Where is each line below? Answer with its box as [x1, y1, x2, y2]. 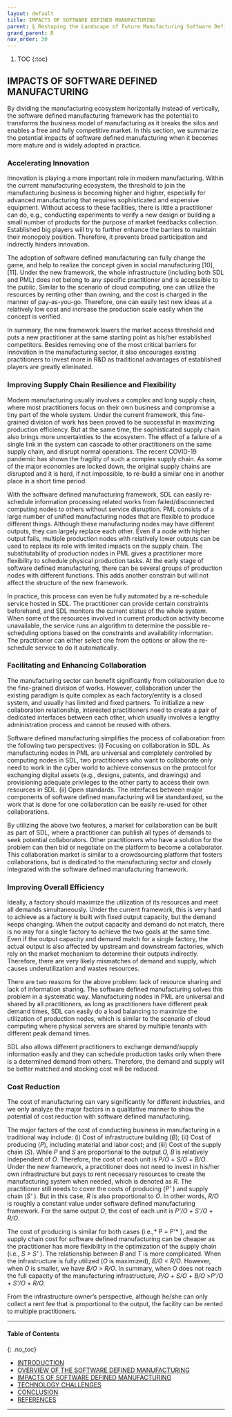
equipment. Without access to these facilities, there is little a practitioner [7, 204, 213, 212]
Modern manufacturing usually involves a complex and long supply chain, [7, 395, 217, 404]
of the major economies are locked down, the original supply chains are [7, 462, 211, 470]
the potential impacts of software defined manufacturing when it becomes [7, 133, 219, 142]
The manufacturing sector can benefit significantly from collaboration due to [7, 676, 225, 684]
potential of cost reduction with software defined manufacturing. [7, 1112, 191, 1121]
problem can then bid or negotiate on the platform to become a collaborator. [7, 843, 224, 851]
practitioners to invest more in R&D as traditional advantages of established [7, 355, 222, 364]
